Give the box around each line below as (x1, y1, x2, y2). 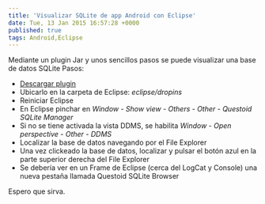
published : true (8, 26, 62, 34)
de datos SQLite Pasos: (8, 64, 85, 74)
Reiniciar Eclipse (19, 96, 74, 105)
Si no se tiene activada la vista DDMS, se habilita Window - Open (19, 121, 232, 130)
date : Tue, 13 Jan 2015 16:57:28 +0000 (8, 19, 140, 27)
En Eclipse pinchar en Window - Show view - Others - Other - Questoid (19, 104, 252, 114)
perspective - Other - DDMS (19, 130, 112, 139)
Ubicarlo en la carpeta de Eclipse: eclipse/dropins (19, 88, 183, 97)
